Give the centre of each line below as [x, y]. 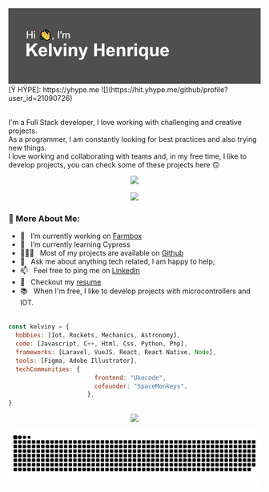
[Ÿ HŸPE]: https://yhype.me [54, 90]
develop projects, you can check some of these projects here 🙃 [114, 165]
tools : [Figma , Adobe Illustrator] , [76, 361]
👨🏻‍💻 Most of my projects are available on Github [102, 253]
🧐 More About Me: [44, 219]
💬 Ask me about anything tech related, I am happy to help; [117, 262]
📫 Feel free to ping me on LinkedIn [80, 271]
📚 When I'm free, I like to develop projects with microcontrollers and [135, 291]
